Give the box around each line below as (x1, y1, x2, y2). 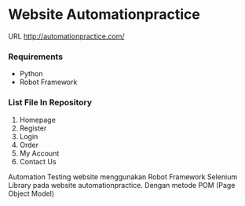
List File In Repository (8, 97, 93, 108)
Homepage (19, 115, 57, 124)
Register (19, 123, 47, 133)
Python (19, 69, 43, 79)
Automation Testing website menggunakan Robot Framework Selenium (8, 171, 238, 182)
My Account (19, 148, 60, 158)
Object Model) (8, 189, 55, 198)
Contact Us (19, 156, 57, 166)
